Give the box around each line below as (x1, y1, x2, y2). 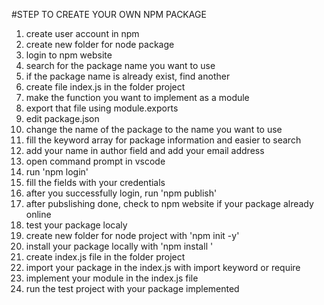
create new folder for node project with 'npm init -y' (25, 230, 240, 241)
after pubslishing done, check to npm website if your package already (25, 198, 314, 209)
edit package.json (25, 113, 100, 124)
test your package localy (25, 219, 128, 231)
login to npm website (25, 49, 113, 61)
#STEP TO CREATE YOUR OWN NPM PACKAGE (11, 9, 207, 20)
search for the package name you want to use (25, 60, 216, 71)
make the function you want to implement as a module (25, 92, 250, 103)
